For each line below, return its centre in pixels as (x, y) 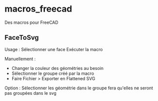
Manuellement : (20, 59)
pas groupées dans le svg (30, 93)
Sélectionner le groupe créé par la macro (53, 73)
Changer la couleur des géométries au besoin (58, 68)
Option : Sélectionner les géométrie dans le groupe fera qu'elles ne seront (79, 88)
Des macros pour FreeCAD (31, 22)
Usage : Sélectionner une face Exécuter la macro (54, 49)
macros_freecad (39, 9)
